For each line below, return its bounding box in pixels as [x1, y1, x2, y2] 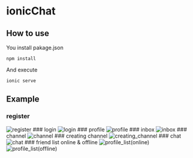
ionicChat [6, 4, 56, 18]
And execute [6, 66, 38, 73]
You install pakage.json [6, 44, 64, 51]
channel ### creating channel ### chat [6, 132, 182, 139]
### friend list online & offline [24, 138, 98, 145]
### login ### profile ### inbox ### [32, 126, 188, 133]
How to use [6, 28, 49, 38]
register [6, 112, 30, 121]
